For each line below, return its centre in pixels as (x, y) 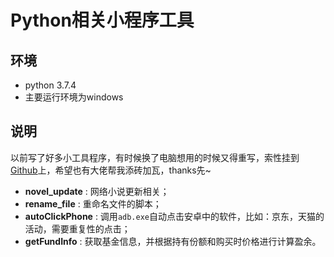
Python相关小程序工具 (102, 20)
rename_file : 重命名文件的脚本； (93, 203)
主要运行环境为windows (74, 97)
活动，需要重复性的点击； (77, 228)
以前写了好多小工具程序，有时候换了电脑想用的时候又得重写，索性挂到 (155, 157)
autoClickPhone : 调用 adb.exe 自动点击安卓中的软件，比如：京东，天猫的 (174, 216)
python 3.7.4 (50, 85)
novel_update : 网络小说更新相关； (97, 191)
